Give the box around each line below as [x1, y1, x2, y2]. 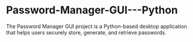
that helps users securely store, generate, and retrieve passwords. [6, 29, 167, 36]
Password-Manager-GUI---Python [6, 3, 178, 17]
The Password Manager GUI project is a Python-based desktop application [6, 23, 188, 30]
